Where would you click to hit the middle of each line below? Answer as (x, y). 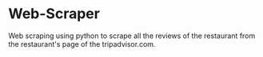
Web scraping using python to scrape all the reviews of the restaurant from (132, 36)
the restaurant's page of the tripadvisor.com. (82, 44)
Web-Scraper (54, 14)
